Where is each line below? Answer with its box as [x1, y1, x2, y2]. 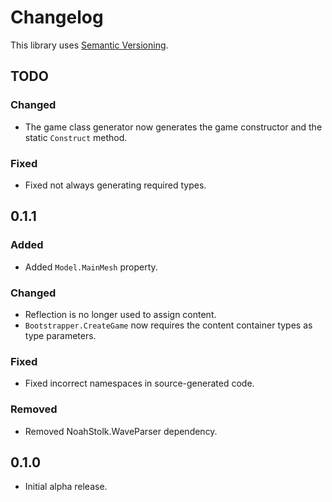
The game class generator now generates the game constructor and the [24, 121, 323, 133]
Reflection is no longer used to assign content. [24, 308, 217, 320]
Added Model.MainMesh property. [24, 261, 158, 273]
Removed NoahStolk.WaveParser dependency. [24, 425, 218, 437]
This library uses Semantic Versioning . [10, 39, 169, 51]
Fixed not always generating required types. [24, 179, 207, 191]
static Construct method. [24, 131, 128, 143]
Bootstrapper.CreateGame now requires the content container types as [24, 319, 313, 331]
